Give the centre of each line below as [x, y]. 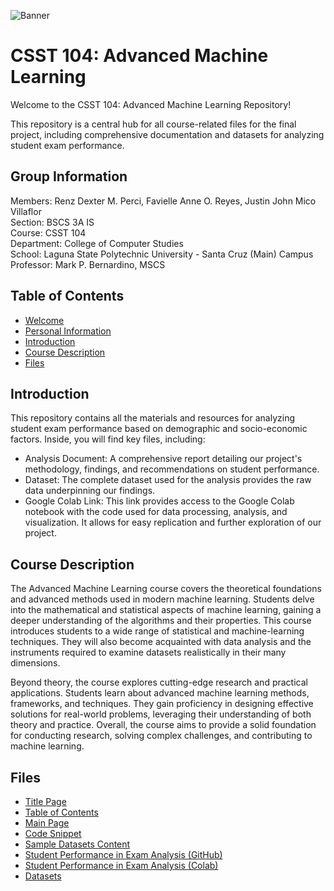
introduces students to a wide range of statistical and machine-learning [157, 631]
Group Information [69, 176]
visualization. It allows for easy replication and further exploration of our [173, 522]
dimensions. [35, 663]
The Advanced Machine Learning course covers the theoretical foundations [166, 589]
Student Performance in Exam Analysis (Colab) [121, 865]
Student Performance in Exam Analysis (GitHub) [123, 854]
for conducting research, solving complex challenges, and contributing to [161, 736]
